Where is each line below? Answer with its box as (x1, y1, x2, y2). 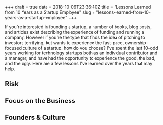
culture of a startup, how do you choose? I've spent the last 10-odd (23, 45, 158, 50)
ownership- (124, 40, 148, 46)
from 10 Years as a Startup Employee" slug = (5, 9, 95, 15)
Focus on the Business (5, 97, 76, 105)
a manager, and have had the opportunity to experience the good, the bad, (5, 55, 156, 61)
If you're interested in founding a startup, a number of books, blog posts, (5, 24, 152, 30)
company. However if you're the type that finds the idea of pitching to (5, 34, 145, 40)
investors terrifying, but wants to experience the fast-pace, (5, 40, 124, 46)
